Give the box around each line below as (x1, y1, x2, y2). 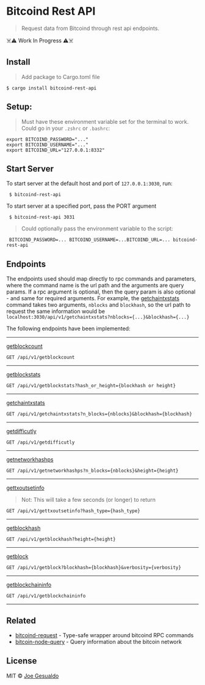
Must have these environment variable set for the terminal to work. (21, 118, 189, 125)
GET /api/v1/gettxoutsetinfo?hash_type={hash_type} (6, 508, 140, 514)
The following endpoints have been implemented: (6, 325, 131, 332)
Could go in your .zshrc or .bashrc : (21, 124, 110, 132)
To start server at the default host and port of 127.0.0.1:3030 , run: (6, 180, 173, 187)
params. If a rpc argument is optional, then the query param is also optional (6, 288, 196, 295)
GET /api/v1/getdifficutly (6, 439, 75, 445)
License (6, 656, 37, 666)
